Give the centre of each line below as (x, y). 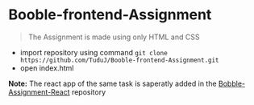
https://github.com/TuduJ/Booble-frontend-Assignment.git (119, 60)
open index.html (47, 68)
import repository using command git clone (94, 52)
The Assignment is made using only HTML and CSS (114, 37)
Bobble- (232, 83)
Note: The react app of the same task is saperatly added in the (112, 83)
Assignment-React (39, 92)
